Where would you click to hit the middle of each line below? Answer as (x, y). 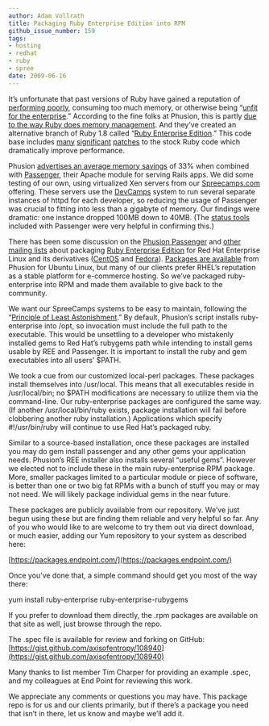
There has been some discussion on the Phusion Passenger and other (125, 241)
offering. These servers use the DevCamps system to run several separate (132, 191)
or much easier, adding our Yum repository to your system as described (128, 535)
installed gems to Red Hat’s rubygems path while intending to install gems (130, 343)
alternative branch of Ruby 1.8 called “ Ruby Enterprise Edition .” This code (130, 133)
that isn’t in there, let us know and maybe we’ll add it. (96, 713)
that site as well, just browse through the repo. (85, 624)
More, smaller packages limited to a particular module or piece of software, (133, 477)
